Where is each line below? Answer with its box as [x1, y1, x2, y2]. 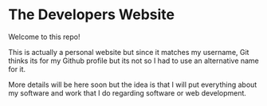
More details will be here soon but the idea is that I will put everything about [8, 80, 257, 89]
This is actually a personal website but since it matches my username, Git [8, 47, 249, 57]
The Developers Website [8, 6, 175, 24]
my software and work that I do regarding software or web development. [8, 88, 247, 97]
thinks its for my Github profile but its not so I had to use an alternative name [8, 56, 259, 65]
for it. [8, 64, 26, 73]
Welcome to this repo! [8, 32, 80, 41]
